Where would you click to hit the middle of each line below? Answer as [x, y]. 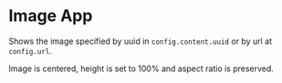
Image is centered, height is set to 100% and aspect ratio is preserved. [141, 68]
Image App [51, 16]
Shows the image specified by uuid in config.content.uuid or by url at [141, 41]
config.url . [30, 50]
